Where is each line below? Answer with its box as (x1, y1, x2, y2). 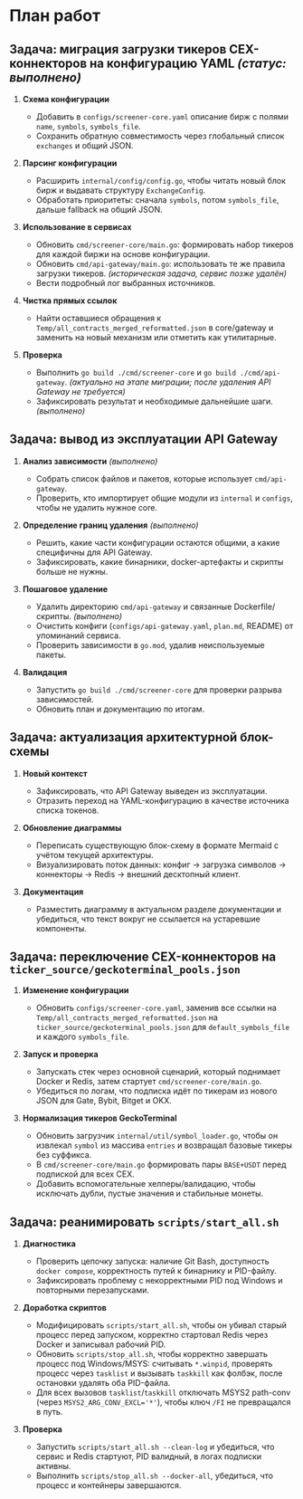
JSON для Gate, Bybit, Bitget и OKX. (35, 1095, 172, 1106)
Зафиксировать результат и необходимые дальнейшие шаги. (35, 396, 273, 406)
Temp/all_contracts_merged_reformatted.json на (35, 1012, 219, 1023)
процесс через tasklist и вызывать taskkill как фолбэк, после (35, 1368, 283, 1379)
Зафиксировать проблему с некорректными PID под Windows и (35, 1275, 283, 1286)
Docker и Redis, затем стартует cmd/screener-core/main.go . (35, 1076, 262, 1087)
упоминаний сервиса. (35, 630, 121, 641)
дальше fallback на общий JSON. (35, 205, 163, 215)
